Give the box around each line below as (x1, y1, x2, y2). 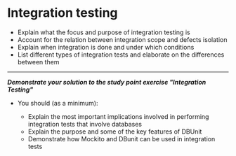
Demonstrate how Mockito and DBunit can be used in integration (27, 134, 216, 143)
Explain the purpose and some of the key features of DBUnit (27, 127, 202, 136)
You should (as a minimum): (17, 99, 98, 107)
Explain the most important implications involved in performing (27, 112, 209, 120)
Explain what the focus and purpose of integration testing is (17, 28, 191, 36)
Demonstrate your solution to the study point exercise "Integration (7, 78, 206, 86)
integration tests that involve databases (27, 120, 143, 128)
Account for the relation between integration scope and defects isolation (17, 35, 228, 43)
